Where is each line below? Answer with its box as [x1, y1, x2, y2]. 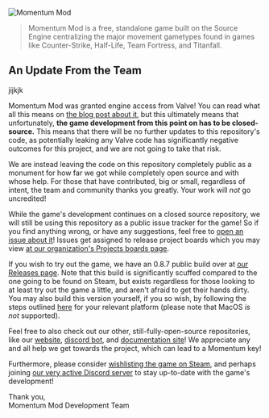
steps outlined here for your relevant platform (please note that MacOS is [8, 302, 251, 311]
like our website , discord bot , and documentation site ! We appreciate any [8, 335, 251, 345]
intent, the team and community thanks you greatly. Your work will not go [8, 185, 251, 194]
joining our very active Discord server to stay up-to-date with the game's [8, 367, 250, 377]
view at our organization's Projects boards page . [8, 243, 170, 253]
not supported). [8, 311, 60, 320]
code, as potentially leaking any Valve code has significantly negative [8, 135, 239, 144]
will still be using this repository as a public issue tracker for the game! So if [8, 218, 259, 228]
